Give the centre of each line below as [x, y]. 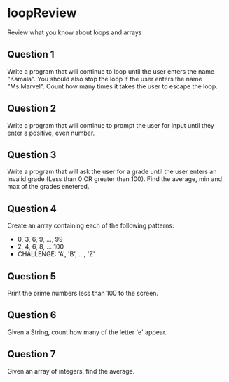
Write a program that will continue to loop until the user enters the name [111, 71]
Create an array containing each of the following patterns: [91, 225]
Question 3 [32, 155]
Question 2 [32, 108]
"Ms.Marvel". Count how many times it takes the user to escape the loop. [113, 86]
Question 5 [32, 276]
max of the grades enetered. [48, 187]
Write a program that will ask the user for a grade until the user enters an [112, 172]
